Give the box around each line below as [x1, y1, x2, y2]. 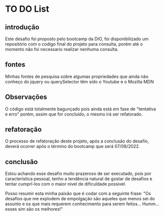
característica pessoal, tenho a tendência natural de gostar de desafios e [5, 176, 153, 182]
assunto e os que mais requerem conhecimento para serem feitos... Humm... [5, 201, 160, 207]
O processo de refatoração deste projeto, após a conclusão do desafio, [5, 138, 149, 144]
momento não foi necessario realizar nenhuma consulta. [5, 47, 119, 52]
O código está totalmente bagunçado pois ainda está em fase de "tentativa [5, 106, 156, 112]
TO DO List [5, 3, 49, 15]
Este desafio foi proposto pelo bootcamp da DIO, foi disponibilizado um [5, 36, 149, 42]
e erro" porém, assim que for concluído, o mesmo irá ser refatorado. [5, 111, 143, 117]
